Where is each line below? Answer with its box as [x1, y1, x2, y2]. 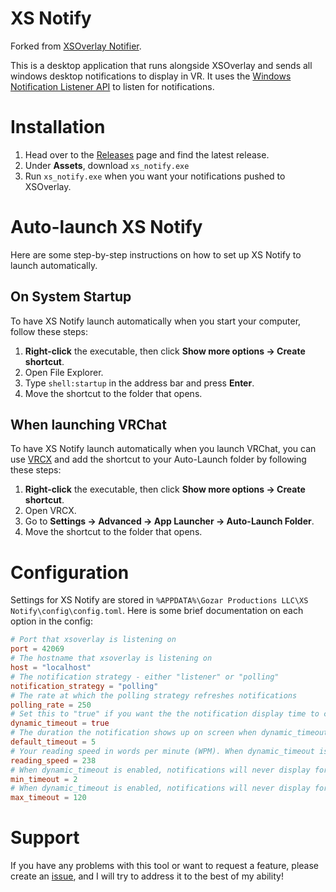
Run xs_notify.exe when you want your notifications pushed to [24, 170, 286, 182]
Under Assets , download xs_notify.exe [24, 159, 190, 171]
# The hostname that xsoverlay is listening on [10, 653, 213, 664]
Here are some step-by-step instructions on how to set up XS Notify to [10, 248, 302, 261]
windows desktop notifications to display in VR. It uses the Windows [10, 70, 292, 82]
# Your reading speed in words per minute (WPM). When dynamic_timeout [10, 746, 315, 756]
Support [10, 827, 80, 849]
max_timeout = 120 [10, 793, 87, 803]
